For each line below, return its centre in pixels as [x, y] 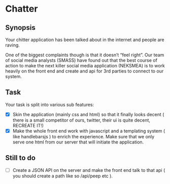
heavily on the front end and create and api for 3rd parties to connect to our [84, 71]
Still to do [20, 158]
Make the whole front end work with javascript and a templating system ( [89, 131]
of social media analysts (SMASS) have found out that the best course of [81, 60]
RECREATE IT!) [28, 125]
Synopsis [20, 28]
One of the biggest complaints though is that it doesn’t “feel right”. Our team [85, 55]
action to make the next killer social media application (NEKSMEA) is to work [85, 66]
